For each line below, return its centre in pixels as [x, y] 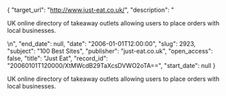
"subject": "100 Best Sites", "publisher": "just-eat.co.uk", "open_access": [110, 51]
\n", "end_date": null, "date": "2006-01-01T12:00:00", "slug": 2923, [101, 44]
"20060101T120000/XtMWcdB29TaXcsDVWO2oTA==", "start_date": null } [112, 65]
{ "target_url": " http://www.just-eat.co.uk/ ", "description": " [91, 10]
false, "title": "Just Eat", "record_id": [58, 58]
